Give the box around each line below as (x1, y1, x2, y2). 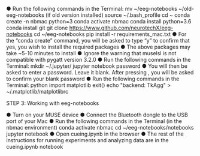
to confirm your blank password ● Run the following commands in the (6, 75, 180, 82)
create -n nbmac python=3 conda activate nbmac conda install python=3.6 (6, 18, 192, 25)
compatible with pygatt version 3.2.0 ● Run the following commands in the (6, 56, 191, 63)
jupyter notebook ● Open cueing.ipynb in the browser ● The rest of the (6, 130, 184, 137)
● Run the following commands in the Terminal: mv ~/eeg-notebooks (6, 5, 178, 12)
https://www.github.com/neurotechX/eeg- (69, 24, 174, 31)
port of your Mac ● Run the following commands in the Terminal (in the (6, 118, 183, 125)
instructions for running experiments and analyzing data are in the (6, 137, 169, 143)
